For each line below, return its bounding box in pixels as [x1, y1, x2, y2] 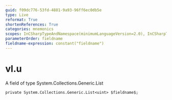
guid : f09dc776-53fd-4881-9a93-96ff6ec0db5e [5, 7, 102, 13]
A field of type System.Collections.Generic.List [5, 80, 103, 86]
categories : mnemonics [5, 27, 54, 32]
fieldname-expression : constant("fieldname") [5, 41, 104, 46]
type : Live [5, 12, 29, 17]
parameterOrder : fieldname [5, 36, 63, 42]
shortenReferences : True [5, 22, 58, 27]
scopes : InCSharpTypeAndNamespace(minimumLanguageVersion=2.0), [5, 31, 145, 36]
